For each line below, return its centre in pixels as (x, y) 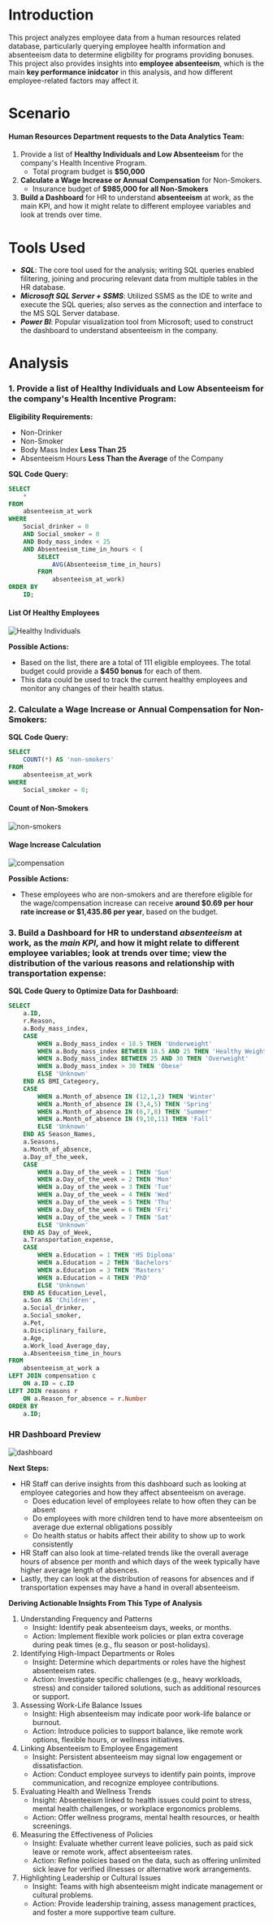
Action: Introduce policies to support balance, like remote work (138, 1731)
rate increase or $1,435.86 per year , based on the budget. (119, 912)
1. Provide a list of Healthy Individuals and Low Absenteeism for (136, 389)
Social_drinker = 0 (56, 527)
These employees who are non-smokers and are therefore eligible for (136, 894)
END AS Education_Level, (65, 1293)
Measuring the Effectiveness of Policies (87, 1834)
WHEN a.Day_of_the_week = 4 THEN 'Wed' (105, 1195)
